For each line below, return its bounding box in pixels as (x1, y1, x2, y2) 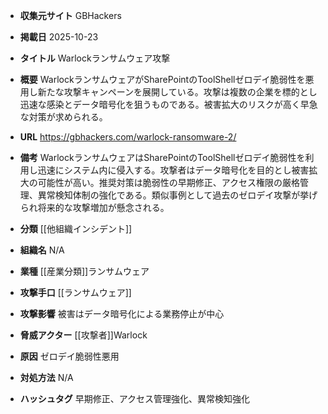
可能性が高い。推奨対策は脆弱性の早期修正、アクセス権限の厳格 (37, 177, 301, 188)
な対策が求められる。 (19, 111, 108, 123)
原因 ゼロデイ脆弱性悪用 (19, 350, 120, 362)
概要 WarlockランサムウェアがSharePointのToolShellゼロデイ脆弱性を (19, 74, 306, 85)
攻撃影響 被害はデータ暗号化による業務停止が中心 (19, 308, 225, 319)
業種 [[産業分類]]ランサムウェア (19, 265, 150, 277)
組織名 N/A (19, 244, 65, 256)
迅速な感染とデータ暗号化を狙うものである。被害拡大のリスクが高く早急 (19, 99, 318, 110)
